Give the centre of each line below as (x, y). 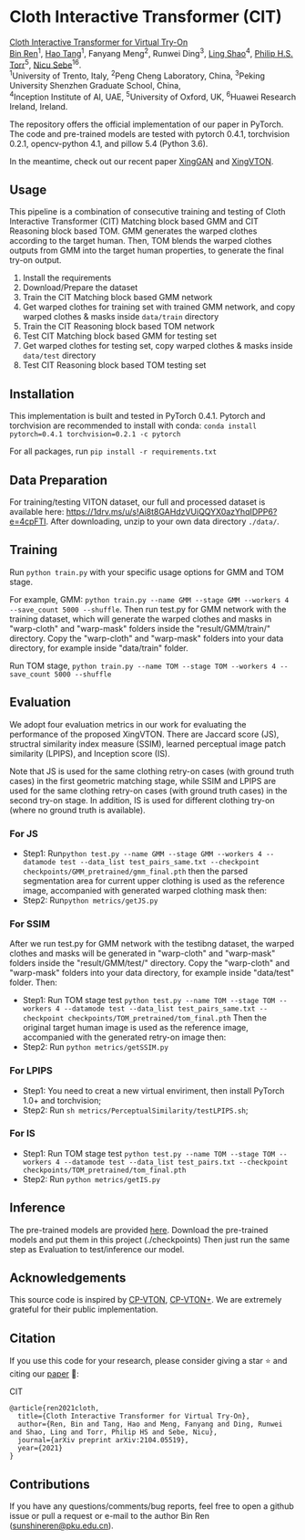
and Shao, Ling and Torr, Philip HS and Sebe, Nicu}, (114, 1432)
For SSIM (30, 924)
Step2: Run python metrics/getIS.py (91, 1179)
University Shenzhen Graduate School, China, (95, 85)
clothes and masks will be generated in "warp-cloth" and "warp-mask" (142, 953)
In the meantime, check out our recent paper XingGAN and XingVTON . (142, 161)
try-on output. (36, 260)
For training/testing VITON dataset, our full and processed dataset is (137, 502)
